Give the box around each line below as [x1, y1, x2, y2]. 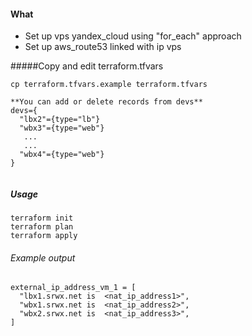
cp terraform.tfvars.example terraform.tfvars [10, 80, 208, 90]
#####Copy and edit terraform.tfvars [10, 60, 164, 72]
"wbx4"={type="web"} [19, 150, 105, 160]
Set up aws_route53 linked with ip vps [24, 41, 182, 53]
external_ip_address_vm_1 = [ [10, 283, 137, 293]
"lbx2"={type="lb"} [19, 115, 101, 125]
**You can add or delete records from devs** [10, 97, 203, 107]
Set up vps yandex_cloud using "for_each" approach [24, 30, 242, 42]
